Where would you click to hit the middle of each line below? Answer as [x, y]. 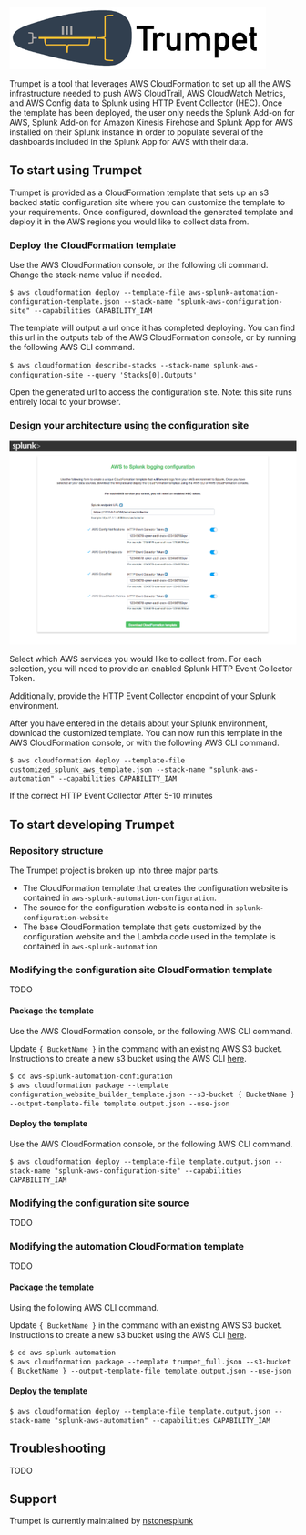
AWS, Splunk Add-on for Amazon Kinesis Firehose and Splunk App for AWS [151, 122]
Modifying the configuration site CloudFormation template [141, 970]
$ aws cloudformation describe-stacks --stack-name [109, 366]
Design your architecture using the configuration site [129, 425]
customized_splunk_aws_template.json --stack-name [107, 770]
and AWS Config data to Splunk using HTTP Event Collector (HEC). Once [146, 103]
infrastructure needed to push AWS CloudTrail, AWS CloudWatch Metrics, [148, 93]
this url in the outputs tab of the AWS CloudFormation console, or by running [153, 337]
